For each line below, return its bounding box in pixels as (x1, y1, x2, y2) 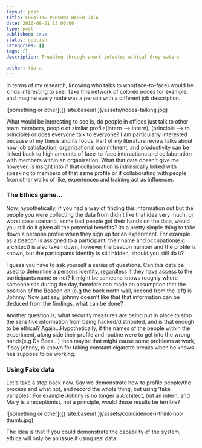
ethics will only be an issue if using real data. (6, 435, 118, 442)
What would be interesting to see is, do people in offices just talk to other (6, 117, 189, 125)
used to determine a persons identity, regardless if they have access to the (6, 268, 193, 275)
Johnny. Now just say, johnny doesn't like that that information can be (6, 293, 180, 300)
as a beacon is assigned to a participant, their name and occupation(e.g (6, 237, 186, 244)
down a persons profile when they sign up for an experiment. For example (6, 230, 191, 237)
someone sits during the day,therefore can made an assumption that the (6, 280, 186, 288)
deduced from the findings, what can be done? (6, 300, 123, 307)
